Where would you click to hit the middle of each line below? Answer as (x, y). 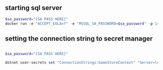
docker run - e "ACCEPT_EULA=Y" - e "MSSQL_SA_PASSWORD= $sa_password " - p (79, 24)
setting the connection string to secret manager (79, 38)
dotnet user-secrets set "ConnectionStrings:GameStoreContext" (70, 63)
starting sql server (33, 8)
